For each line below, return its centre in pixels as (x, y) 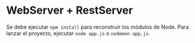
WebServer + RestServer (70, 10)
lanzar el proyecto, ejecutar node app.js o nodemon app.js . (78, 33)
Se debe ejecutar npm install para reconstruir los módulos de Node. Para (97, 27)
